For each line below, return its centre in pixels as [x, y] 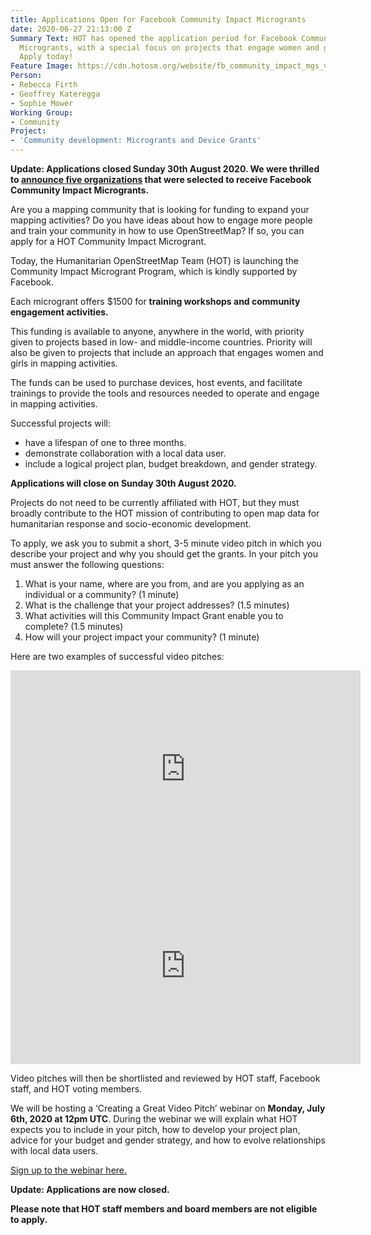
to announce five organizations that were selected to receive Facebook [161, 179]
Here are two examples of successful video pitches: [117, 656]
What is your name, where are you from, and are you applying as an [164, 584]
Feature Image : [42, 66]
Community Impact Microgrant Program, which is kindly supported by [154, 271]
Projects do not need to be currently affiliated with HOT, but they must [155, 502]
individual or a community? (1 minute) [102, 594]
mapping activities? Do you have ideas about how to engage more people [161, 220]
